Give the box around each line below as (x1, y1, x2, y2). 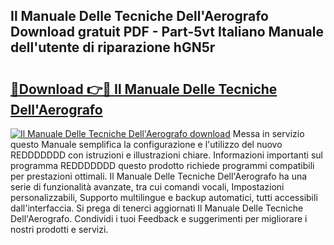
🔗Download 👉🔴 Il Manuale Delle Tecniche (10, 80, 278, 98)
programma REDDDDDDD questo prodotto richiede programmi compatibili (10, 160, 315, 171)
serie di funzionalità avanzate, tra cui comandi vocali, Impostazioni (10, 181, 285, 193)
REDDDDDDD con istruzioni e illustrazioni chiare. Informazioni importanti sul (10, 149, 323, 161)
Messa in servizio (232, 128, 305, 139)
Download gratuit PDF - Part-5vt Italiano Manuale (10, 24, 324, 41)
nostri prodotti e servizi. (10, 224, 109, 235)
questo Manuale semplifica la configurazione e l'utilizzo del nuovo (10, 139, 283, 150)
